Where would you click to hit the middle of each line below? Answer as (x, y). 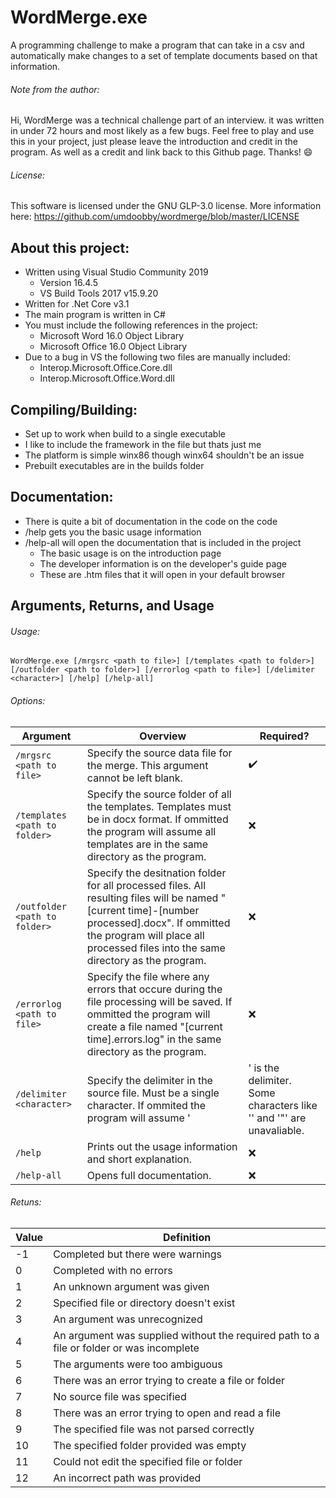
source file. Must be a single (153, 1093)
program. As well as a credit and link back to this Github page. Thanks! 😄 (161, 152)
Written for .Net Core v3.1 (77, 304)
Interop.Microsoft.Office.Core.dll (106, 368)
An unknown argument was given (131, 1286)
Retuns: (26, 1202)
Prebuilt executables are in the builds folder (114, 465)
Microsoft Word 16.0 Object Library (112, 336)
